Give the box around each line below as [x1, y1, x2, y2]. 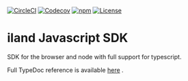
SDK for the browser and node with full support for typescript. [7, 52, 182, 61]
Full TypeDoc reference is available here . [7, 65, 124, 74]
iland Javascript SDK [7, 31, 129, 46]
